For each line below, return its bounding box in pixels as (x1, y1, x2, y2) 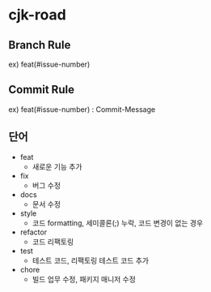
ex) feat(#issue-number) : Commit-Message (8, 104, 156, 114)
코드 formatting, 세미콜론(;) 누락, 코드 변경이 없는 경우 (32, 217, 204, 228)
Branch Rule (8, 38, 71, 52)
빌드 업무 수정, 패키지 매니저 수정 (32, 274, 136, 284)
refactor (19, 227, 47, 237)
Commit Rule (8, 83, 75, 97)
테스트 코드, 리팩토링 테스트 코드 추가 (32, 255, 150, 265)
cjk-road (8, 6, 66, 24)
